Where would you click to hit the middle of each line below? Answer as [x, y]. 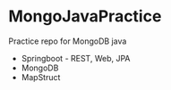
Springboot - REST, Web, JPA [76, 58]
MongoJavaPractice [85, 16]
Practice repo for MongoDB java [68, 41]
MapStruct [41, 77]
